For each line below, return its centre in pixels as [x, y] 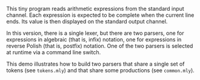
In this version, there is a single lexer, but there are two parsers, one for [95, 33]
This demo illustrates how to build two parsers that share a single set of [95, 64]
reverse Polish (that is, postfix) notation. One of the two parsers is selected [100, 46]
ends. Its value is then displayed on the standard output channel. [87, 21]
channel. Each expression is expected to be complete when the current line [100, 15]
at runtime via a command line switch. [54, 52]
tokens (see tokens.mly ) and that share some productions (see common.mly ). [101, 70]
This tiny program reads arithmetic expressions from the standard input [95, 9]
